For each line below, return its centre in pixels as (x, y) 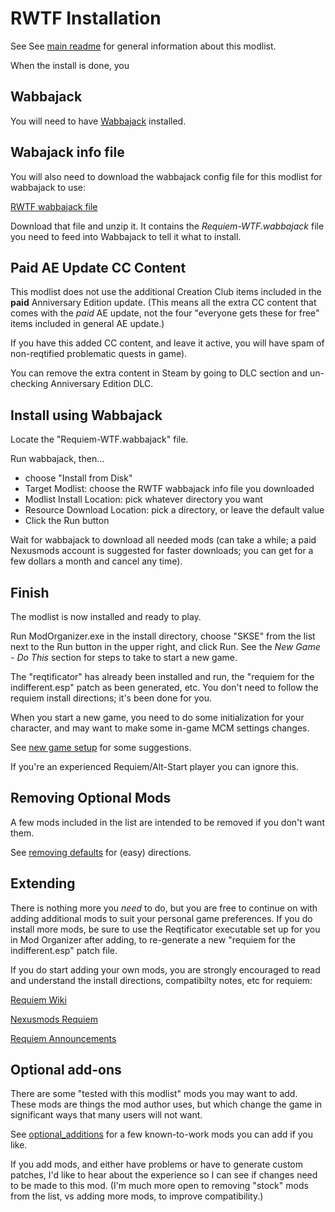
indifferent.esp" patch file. (64, 950)
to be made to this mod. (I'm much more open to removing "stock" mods (159, 1186)
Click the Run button (67, 521)
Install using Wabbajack (86, 415)
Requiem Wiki (38, 999)
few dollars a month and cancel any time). (96, 561)
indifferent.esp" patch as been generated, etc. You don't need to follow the (164, 687)
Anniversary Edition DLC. (102, 384)
